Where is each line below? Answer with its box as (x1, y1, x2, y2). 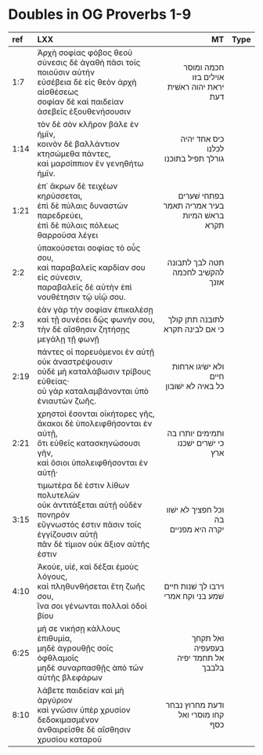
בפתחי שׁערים (178, 190, 225, 201)
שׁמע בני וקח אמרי (164, 590, 225, 601)
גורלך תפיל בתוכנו (164, 153, 225, 164)
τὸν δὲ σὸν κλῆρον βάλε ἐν (37, 119, 139, 129)
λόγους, (37, 571, 68, 582)
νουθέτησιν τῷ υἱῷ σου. (37, 291, 127, 302)
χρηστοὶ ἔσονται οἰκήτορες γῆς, (37, 408, 155, 419)
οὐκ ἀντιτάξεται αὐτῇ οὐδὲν (37, 499, 142, 510)
